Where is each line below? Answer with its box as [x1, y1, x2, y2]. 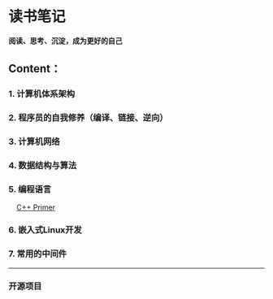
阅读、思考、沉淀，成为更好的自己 [8, 36, 123, 45]
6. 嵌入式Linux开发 [8, 224, 83, 236]
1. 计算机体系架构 [8, 89, 76, 100]
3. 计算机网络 [8, 136, 60, 147]
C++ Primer [15, 202, 55, 212]
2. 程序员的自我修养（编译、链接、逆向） [8, 112, 168, 123]
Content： [8, 62, 62, 76]
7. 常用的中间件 [8, 249, 67, 260]
